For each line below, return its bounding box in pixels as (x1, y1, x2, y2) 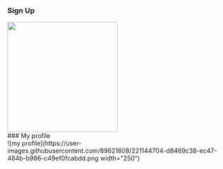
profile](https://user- (21, 139, 82, 148)
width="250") (100, 154, 140, 163)
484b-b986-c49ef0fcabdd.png (7, 154, 99, 163)
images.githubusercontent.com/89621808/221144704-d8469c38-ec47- (7, 146, 217, 155)
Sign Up (7, 6, 35, 15)
